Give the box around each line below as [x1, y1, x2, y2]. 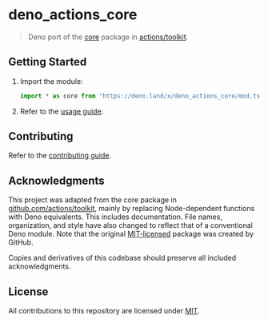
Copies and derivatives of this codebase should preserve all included [8, 253, 237, 263]
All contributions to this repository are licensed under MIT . [8, 306, 200, 316]
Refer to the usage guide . [19, 106, 104, 116]
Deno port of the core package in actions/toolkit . [27, 32, 189, 42]
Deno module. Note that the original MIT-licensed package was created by [8, 229, 254, 239]
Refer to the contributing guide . [8, 150, 112, 161]
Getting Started [8, 55, 87, 69]
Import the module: [19, 76, 83, 86]
